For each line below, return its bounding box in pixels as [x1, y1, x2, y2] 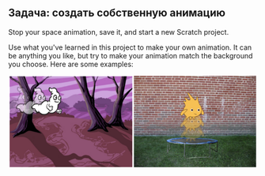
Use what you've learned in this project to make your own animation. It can [8, 43, 252, 52]
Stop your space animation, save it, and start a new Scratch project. [8, 27, 229, 36]
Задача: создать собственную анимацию [8, 6, 226, 20]
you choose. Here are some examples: [8, 59, 134, 69]
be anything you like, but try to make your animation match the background [8, 51, 253, 60]
